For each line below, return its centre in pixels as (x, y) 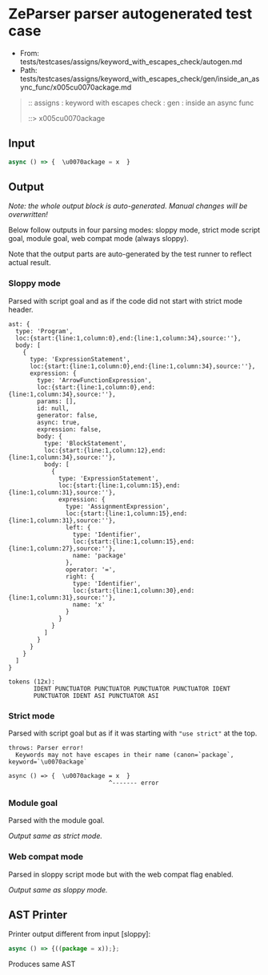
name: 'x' (89, 604)
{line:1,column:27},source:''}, (62, 548)
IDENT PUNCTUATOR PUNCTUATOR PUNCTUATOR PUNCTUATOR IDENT (132, 689)
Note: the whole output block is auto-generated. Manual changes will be (128, 206)
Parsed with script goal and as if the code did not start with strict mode (125, 300)
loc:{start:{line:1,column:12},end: (105, 450)
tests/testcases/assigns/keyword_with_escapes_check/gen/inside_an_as (140, 79)
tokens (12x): (32, 682)
